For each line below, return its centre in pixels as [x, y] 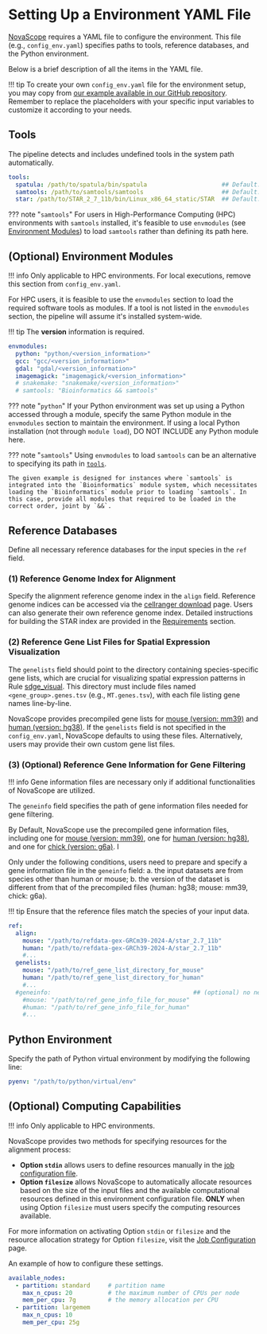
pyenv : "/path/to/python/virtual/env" [72, 1082]
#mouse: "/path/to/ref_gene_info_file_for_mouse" [106, 1000]
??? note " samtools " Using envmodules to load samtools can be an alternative [132, 455]
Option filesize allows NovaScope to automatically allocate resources [136, 1182]
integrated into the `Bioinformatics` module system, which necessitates [133, 486]
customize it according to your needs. [70, 110]
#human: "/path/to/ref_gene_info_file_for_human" [106, 1007]
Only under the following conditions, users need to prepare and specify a [128, 862]
